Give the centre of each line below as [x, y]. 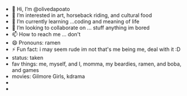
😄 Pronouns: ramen [36, 43]
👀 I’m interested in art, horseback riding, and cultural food [82, 15]
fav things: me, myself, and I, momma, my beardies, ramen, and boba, [96, 64]
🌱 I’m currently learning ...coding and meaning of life [76, 21]
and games [25, 70]
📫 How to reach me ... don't [46, 34]
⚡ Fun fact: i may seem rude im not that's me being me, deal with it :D [96, 49]
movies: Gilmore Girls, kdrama [48, 76]
